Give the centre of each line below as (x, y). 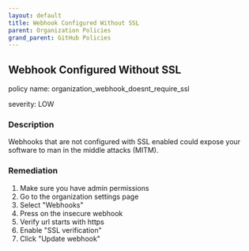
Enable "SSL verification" (61, 230)
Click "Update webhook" (60, 238)
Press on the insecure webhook (71, 213)
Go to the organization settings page (79, 196)
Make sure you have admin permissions (84, 188)
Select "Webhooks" (52, 205)
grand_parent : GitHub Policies (60, 38)
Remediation (33, 171)
